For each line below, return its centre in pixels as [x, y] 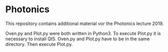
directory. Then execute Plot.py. [39, 44]
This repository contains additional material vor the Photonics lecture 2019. [85, 23]
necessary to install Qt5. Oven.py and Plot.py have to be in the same [78, 39]
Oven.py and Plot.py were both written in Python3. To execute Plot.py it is [83, 33]
